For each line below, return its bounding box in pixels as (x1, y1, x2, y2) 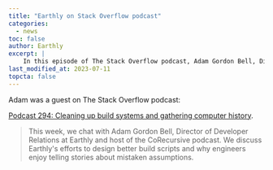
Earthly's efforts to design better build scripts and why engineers (28, 143, 246, 153)
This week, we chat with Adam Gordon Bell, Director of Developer (28, 126, 249, 136)
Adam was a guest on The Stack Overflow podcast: (8, 94, 181, 104)
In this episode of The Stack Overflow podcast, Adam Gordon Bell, (23, 58, 256, 66)
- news (15, 27, 38, 35)
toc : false (8, 34, 45, 43)
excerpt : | (8, 50, 45, 58)
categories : (8, 20, 49, 28)
